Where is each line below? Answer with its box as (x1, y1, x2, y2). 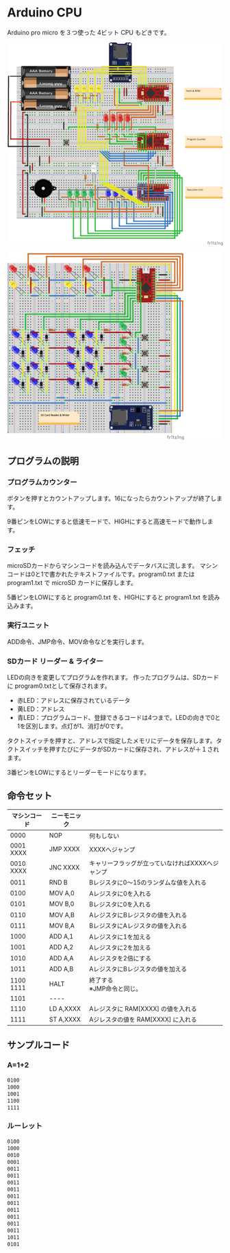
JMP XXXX (49, 845, 80, 854)
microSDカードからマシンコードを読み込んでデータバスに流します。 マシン (7, 562, 218, 570)
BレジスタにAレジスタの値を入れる (88, 921, 188, 930)
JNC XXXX (49, 863, 80, 871)
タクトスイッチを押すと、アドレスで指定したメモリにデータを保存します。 (7, 736, 217, 745)
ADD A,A (49, 954, 74, 962)
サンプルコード (7, 1039, 70, 1051)
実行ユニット (7, 621, 50, 630)
